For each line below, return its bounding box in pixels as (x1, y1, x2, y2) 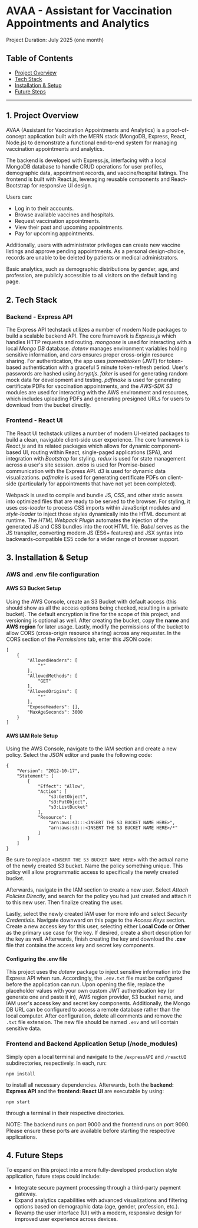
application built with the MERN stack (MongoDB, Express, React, (27, 132, 187, 140)
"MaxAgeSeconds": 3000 (27, 709, 83, 715)
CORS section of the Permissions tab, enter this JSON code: (6, 636, 152, 643)
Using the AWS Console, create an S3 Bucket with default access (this (6, 598, 177, 605)
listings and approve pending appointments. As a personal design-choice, (6, 247, 186, 255)
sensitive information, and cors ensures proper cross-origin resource (6, 351, 174, 358)
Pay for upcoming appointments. (14, 229, 94, 237)
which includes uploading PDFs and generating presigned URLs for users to (6, 395, 190, 403)
